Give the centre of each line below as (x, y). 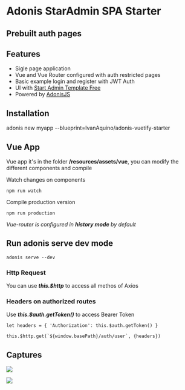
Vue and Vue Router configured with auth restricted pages (88, 75)
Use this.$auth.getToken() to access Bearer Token (70, 315)
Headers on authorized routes (51, 302)
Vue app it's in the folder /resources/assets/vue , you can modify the (92, 162)
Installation (28, 113)
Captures (24, 355)
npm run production (31, 213)
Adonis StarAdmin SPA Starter (84, 11)
